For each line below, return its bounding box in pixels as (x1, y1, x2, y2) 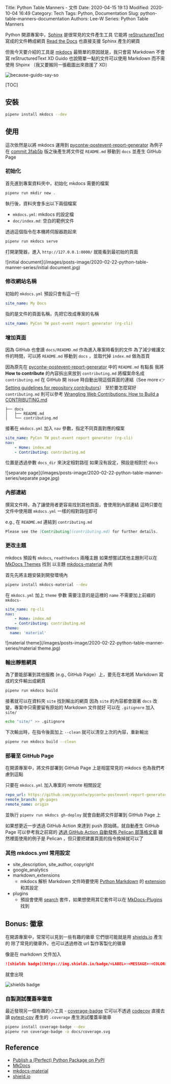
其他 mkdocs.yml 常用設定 (5, 849, 70, 856)
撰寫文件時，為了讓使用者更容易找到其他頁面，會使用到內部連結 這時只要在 (5, 501, 163, 507)
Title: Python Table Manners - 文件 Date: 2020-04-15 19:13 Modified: (5, 5, 150, 10)
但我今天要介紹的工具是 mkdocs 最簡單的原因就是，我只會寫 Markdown (5, 49, 155, 55)
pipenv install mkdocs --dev (5, 112, 67, 117)
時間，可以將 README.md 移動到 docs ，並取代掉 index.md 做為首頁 (14, 352, 150, 359)
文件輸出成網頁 (14, 678, 46, 684)
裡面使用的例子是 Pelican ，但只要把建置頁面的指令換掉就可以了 (9, 835, 144, 842)
